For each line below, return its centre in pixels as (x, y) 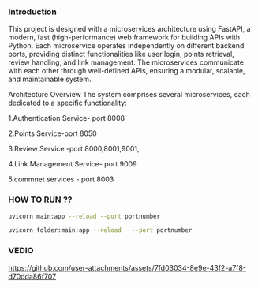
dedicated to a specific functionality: (68, 103)
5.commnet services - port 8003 (61, 179)
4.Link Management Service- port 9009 (73, 164)
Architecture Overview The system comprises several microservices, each (129, 95)
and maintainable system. (50, 79)
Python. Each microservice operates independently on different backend (126, 46)
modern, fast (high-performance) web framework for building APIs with (124, 37)
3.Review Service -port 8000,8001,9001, (74, 149)
